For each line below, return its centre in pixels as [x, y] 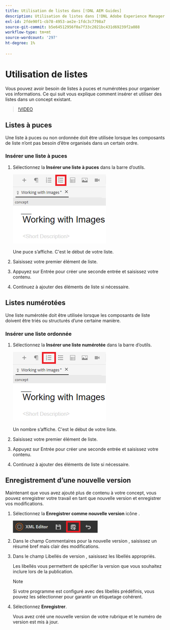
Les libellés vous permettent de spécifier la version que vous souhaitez [87, 566]
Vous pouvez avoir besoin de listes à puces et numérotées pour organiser [82, 88]
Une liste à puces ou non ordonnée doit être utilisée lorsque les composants [85, 137]
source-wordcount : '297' [32, 38]
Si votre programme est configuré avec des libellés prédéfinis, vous [83, 591]
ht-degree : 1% [20, 43]
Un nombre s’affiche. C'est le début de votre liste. [65, 429]
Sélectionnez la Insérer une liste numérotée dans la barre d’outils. [82, 345]
